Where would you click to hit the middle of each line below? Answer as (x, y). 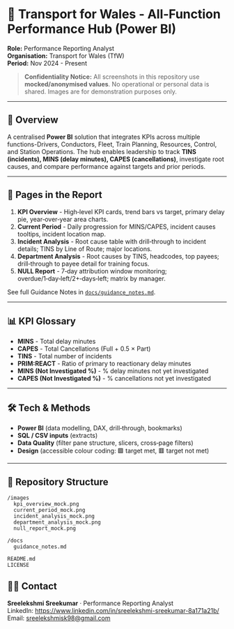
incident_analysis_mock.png (54, 516)
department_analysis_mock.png (57, 522)
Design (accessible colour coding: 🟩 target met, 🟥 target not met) (113, 451)
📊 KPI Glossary (42, 321)
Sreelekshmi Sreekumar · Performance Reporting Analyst (91, 603)
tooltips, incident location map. (62, 234)
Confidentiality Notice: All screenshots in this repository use (112, 77)
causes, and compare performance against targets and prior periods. (107, 166)
